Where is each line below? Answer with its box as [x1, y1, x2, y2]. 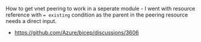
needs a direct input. [5, 18, 57, 24]
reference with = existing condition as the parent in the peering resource [5, 11, 188, 18]
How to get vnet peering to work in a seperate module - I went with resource [5, 5, 196, 12]
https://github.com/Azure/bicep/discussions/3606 [14, 29, 139, 36]
